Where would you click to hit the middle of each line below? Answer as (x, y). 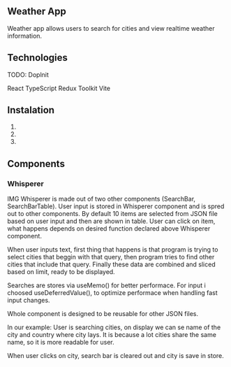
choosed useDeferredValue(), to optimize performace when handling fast (112, 293)
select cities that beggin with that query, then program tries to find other (111, 257)
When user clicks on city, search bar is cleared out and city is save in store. (116, 356)
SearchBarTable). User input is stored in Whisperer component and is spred (116, 206)
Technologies (38, 58)
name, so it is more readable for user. (61, 343)
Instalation (31, 110)
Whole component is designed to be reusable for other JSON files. (103, 314)
